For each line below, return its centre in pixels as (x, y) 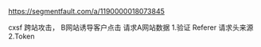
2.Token (21, 36)
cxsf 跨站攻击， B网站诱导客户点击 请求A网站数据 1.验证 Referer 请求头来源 (131, 27)
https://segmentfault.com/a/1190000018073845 (87, 11)
